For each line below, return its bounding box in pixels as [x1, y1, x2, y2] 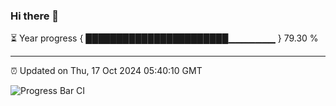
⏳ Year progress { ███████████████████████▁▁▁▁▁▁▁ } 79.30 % [10, 32, 319, 44]
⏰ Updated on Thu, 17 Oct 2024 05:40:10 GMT [10, 65, 203, 77]
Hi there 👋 [10, 9, 60, 23]
